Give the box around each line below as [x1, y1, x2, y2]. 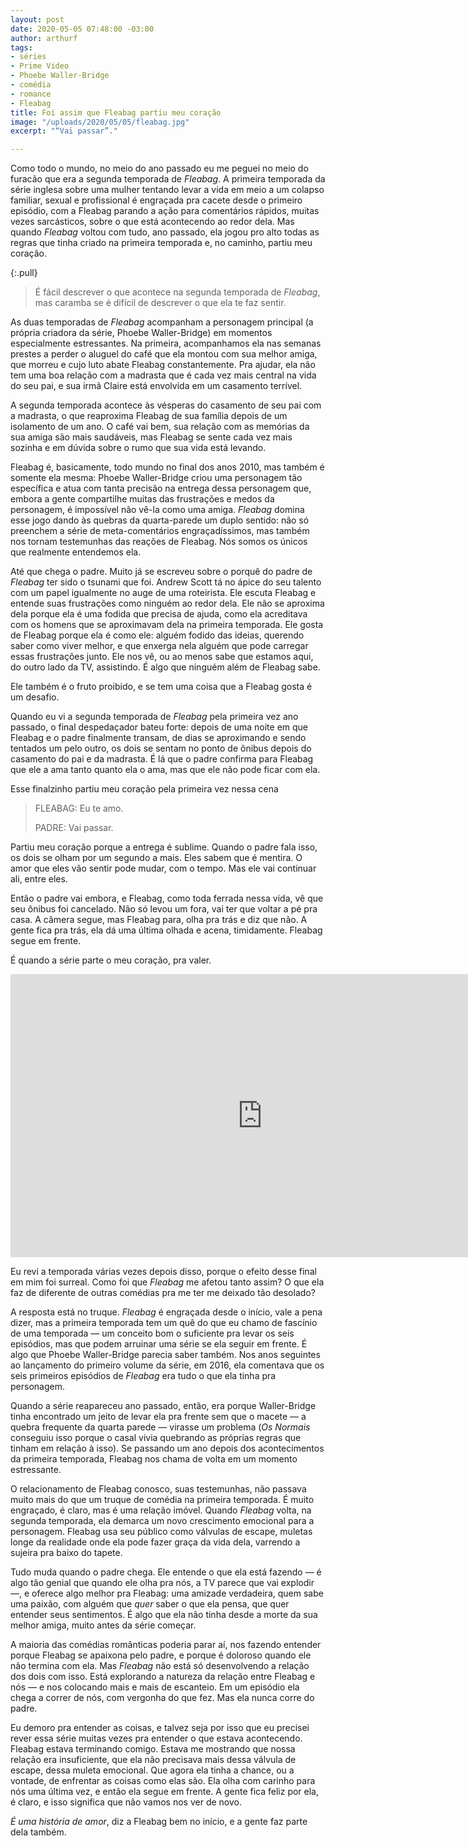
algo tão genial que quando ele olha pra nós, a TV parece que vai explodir [10, 1577, 315, 1589]
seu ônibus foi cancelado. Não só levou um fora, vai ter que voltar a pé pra [10, 903, 318, 915]
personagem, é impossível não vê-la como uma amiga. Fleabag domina [10, 504, 305, 516]
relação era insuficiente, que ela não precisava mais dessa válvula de [10, 1754, 297, 1766]
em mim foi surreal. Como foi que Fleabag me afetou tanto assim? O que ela [10, 1276, 325, 1288]
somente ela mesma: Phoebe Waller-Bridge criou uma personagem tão [10, 472, 303, 484]
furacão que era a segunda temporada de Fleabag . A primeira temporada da [10, 173, 326, 185]
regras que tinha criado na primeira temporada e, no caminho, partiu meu [10, 237, 313, 249]
